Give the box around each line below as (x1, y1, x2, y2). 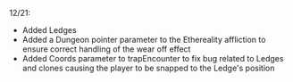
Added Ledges (21, 25, 78, 35)
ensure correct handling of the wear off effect (21, 44, 191, 54)
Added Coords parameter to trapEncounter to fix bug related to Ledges (21, 53, 284, 63)
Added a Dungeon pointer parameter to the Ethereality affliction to (21, 35, 266, 45)
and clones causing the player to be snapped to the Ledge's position (21, 62, 275, 73)
